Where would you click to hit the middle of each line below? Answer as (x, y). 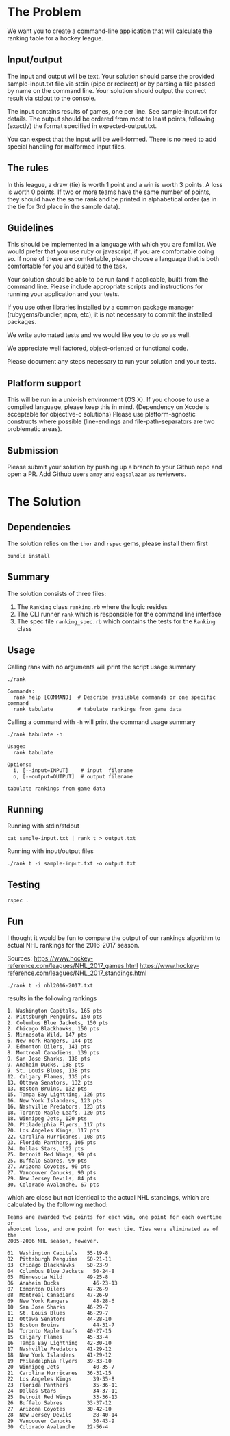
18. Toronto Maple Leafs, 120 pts (56, 1113)
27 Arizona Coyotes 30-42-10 (59, 1409)
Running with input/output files (50, 851)
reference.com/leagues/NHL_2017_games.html (73, 966)
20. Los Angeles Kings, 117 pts (53, 1131)
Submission (33, 450)
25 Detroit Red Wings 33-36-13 (62, 1397)
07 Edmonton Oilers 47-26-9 (58, 1289)
